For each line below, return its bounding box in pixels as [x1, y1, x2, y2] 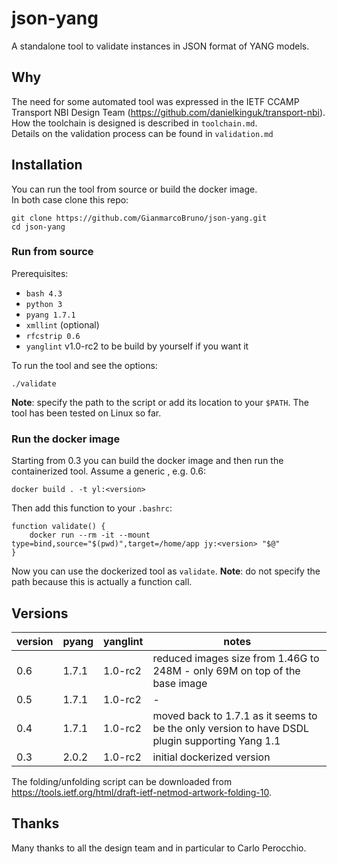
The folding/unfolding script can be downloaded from [11, 775, 233, 787]
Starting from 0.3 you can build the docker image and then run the [11, 455, 284, 467]
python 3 [25, 299, 63, 309]
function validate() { [11, 522, 106, 532]
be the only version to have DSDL [152, 721, 310, 735]
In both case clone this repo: [11, 193, 129, 206]
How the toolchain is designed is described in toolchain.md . [11, 117, 258, 129]
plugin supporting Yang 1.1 [152, 733, 281, 747]
